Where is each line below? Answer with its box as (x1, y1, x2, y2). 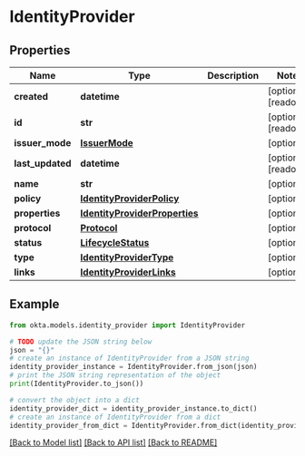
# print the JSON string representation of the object (9, 371, 221, 380)
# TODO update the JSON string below (9, 337, 152, 346)
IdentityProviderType (80, 251, 174, 264)
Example (9, 296, 60, 312)
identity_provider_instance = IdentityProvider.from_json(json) (9, 363, 258, 372)
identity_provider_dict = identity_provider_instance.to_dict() (9, 403, 258, 413)
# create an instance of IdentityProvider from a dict (9, 412, 221, 422)
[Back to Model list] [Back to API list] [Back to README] (9, 437, 218, 448)
